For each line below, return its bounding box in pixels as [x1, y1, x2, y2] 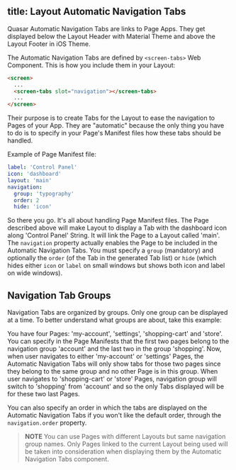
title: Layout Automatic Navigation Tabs [7, 6, 186, 18]
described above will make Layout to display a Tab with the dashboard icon [7, 223, 227, 233]
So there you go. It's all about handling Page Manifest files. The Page [7, 216, 209, 225]
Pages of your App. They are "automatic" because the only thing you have [7, 121, 225, 130]
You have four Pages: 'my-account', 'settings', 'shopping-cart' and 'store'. [7, 330, 223, 338]
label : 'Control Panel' [7, 164, 78, 171]
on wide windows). [7, 269, 62, 277]
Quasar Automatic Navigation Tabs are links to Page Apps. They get [7, 24, 206, 33]
